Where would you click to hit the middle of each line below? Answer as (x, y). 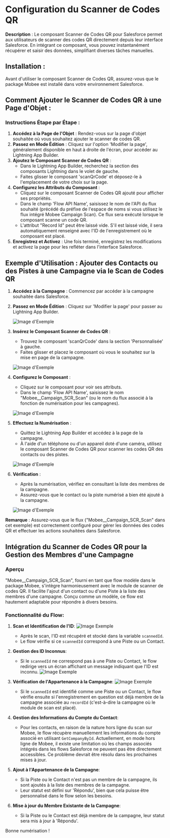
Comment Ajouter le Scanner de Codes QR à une (83, 100)
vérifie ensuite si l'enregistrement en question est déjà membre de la (92, 697)
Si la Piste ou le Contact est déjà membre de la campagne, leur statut (92, 816)
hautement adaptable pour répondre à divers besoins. (61, 602)
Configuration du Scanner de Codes (83, 9)
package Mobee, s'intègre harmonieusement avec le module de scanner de (84, 585)
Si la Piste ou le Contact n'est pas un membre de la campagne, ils (89, 780)
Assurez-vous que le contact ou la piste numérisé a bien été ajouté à (92, 495)
